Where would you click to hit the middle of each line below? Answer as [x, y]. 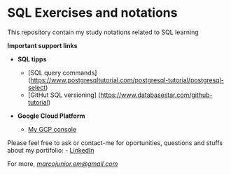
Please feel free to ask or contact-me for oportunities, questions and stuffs [115, 143]
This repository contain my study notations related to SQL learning [103, 32]
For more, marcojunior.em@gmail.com [63, 163]
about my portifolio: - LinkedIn [51, 150]
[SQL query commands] [62, 73]
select [37, 87]
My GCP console [52, 129]
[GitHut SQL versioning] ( [64, 95]
